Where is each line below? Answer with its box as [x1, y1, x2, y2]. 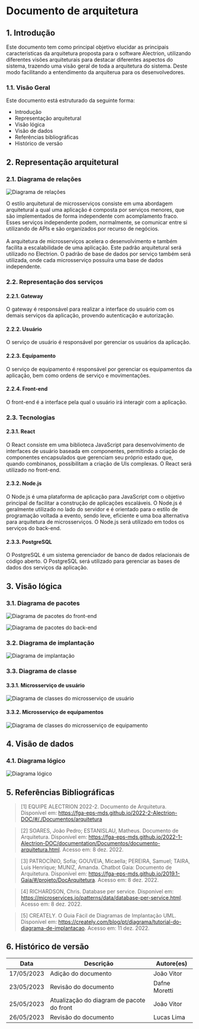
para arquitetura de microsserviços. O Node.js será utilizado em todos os [6, 518, 185, 525]
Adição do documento [50, 969, 112, 977]
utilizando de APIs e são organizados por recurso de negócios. [6, 225, 160, 232]
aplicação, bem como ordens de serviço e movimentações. [6, 372, 151, 379]
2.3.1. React [6, 428, 36, 435]
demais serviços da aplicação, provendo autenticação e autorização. [6, 312, 175, 319]
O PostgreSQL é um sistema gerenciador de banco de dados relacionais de [6, 552, 190, 559]
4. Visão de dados [6, 738, 74, 748]
